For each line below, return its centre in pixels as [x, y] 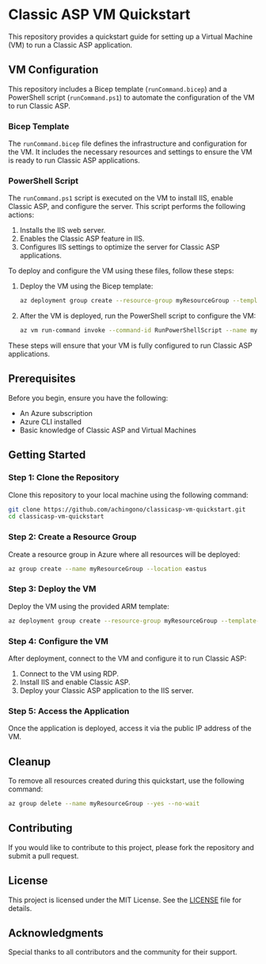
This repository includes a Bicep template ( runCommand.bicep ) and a [118, 89]
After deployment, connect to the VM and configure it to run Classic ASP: [127, 658]
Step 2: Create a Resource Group [72, 537]
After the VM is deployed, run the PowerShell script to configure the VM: [138, 316]
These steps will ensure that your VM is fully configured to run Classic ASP [130, 345]
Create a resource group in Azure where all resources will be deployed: [124, 554]
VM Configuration [53, 70]
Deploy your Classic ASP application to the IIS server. [106, 690]
